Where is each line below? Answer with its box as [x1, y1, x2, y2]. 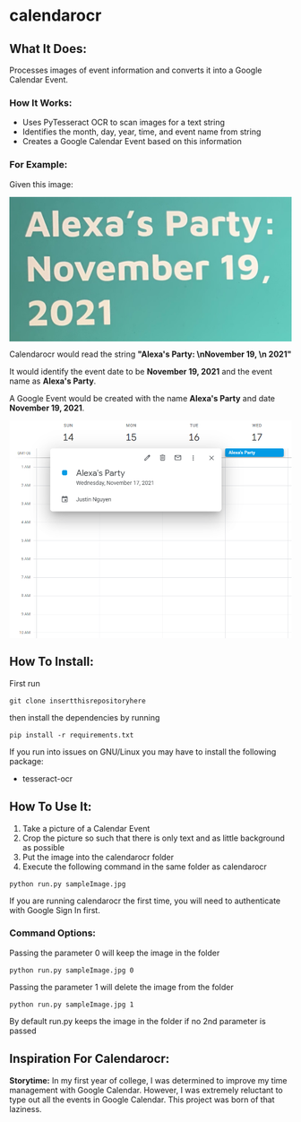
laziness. [9, 1103, 42, 1114]
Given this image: [9, 178, 73, 189]
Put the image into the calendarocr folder [21, 851, 175, 862]
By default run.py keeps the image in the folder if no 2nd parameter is [9, 1015, 266, 1026]
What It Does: [9, 41, 87, 56]
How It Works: [9, 96, 73, 108]
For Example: [9, 159, 68, 171]
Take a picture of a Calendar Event [21, 823, 150, 833]
